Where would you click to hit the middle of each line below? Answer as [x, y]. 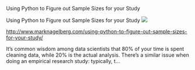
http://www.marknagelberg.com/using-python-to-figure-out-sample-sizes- [97, 32]
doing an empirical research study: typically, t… [63, 61]
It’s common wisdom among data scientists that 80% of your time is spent [95, 49]
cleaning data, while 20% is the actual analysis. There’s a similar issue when [98, 55]
